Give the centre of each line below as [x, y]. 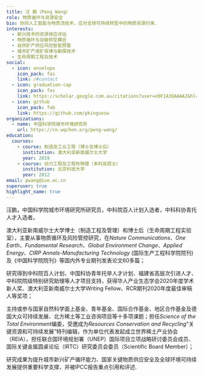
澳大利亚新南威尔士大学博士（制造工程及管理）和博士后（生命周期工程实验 [99, 230]
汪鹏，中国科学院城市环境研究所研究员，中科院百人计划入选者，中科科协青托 [101, 210]
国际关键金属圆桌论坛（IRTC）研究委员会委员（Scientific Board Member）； [100, 346]
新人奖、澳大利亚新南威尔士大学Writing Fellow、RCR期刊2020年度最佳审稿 [99, 288]
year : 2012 [36, 175]
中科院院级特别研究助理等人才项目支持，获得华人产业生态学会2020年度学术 [100, 280]
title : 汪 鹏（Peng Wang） [38, 12]
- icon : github [31, 102]
